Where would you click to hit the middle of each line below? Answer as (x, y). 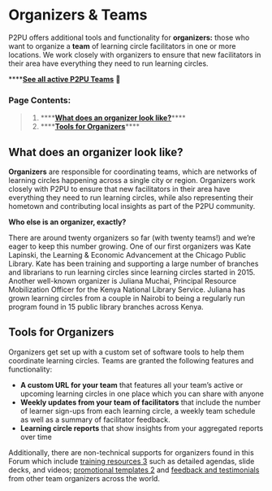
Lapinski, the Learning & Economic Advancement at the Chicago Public (127, 255)
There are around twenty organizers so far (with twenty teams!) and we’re (132, 238)
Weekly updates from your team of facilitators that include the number (140, 402)
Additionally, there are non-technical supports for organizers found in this (131, 452)
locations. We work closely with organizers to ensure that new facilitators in (135, 54)
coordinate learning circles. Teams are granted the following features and (131, 360)
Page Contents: (40, 100)
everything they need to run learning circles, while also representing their (131, 198)
